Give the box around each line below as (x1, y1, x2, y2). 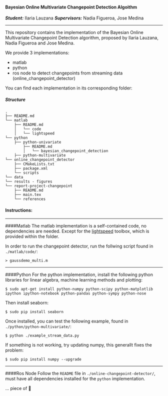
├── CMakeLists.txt (14, 161, 55, 167)
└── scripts (14, 170, 39, 175)
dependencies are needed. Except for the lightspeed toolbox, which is (5, 228, 149, 234)
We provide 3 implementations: (5, 50, 69, 56)
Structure (5, 96, 26, 102)
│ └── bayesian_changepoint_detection (23, 148, 108, 153)
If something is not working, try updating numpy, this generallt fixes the (5, 342, 152, 348)
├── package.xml (14, 166, 48, 171)
